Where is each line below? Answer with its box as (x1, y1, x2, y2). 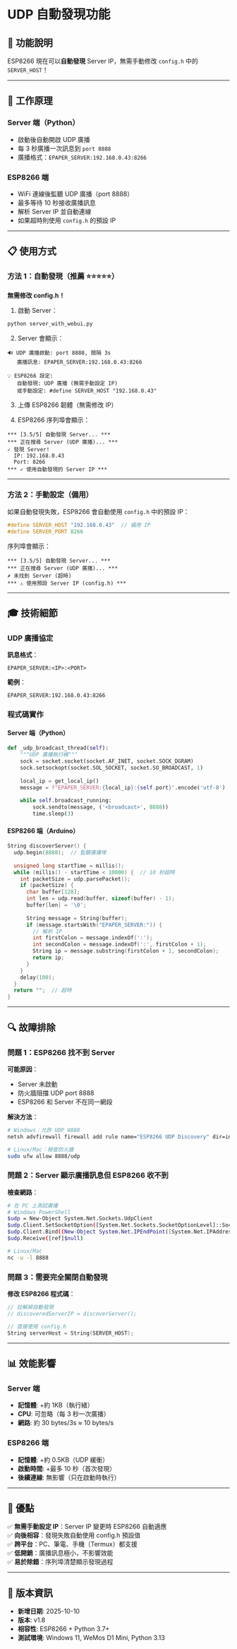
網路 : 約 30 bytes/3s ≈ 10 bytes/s (17, 1419, 114, 1427)
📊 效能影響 (7, 1357, 56, 1369)
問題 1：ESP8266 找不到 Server (7, 1047, 115, 1057)
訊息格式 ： (7, 650, 39, 659)
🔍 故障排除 (7, 1021, 56, 1033)
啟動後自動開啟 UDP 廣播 (17, 135, 90, 143)
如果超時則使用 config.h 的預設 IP (17, 216, 116, 225)
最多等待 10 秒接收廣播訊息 (17, 198, 97, 207)
